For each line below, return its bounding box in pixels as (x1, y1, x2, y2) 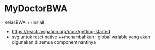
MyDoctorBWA (4, 3, 68, 14)
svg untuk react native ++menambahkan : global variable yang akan (11, 34, 150, 40)
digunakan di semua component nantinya (11, 39, 96, 45)
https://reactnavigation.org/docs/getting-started (11, 28, 111, 34)
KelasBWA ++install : (4, 19, 47, 25)
